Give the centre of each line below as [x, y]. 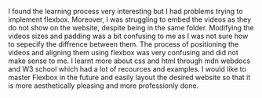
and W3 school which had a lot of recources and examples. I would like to [127, 69]
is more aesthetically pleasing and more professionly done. [104, 86]
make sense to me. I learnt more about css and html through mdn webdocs [129, 61]
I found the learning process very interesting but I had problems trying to [126, 11]
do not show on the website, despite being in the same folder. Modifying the [131, 28]
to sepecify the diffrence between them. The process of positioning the [124, 44]
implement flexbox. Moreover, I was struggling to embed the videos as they [130, 19]
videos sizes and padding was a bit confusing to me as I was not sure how [128, 36]
